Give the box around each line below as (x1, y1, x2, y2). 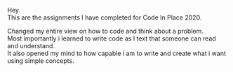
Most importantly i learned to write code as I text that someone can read (7, 34, 216, 43)
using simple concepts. (7, 57, 75, 65)
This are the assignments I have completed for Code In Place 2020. (7, 13, 202, 22)
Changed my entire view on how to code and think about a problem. (7, 27, 204, 35)
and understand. (7, 42, 55, 50)
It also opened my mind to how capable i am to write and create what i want (7, 49, 227, 57)
